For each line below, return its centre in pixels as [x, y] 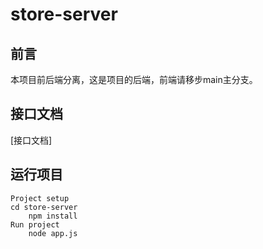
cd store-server [44, 207]
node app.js [53, 233]
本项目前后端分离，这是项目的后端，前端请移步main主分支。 [134, 79]
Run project [35, 224]
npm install [53, 216]
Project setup [40, 198]
